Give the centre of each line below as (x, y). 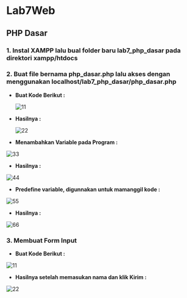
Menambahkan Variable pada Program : (66, 142)
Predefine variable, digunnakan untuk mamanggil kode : (87, 189)
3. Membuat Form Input (42, 240)
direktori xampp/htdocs (42, 58)
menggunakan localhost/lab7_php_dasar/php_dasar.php (91, 81)
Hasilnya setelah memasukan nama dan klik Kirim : (81, 277)
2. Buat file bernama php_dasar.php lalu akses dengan (88, 74)
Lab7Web (31, 11)
